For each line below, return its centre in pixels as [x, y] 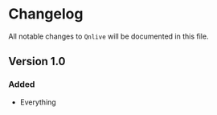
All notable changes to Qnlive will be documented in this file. [108, 36]
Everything [38, 102]
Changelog [46, 14]
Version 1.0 [37, 62]
